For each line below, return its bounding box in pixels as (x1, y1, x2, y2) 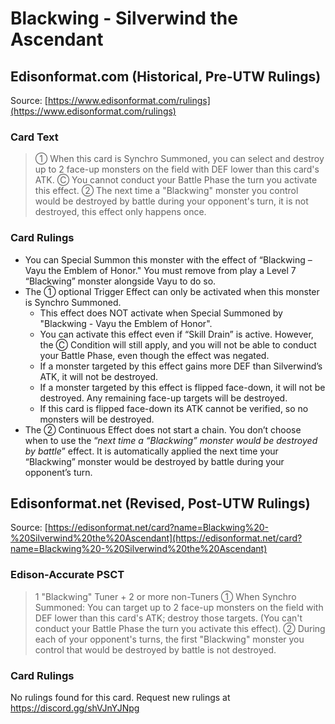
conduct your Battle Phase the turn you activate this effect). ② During (34, 622, 326, 634)
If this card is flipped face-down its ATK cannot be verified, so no (39, 402, 309, 414)
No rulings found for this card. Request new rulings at (10, 692, 231, 703)
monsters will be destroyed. (39, 413, 155, 425)
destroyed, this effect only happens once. (34, 206, 207, 218)
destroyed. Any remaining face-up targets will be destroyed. (39, 392, 288, 404)
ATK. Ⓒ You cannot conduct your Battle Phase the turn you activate (34, 174, 318, 186)
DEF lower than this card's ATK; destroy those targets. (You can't (34, 612, 303, 624)
